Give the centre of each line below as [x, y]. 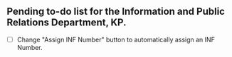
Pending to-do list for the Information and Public [116, 12]
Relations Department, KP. [67, 23]
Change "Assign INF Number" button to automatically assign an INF [116, 39]
